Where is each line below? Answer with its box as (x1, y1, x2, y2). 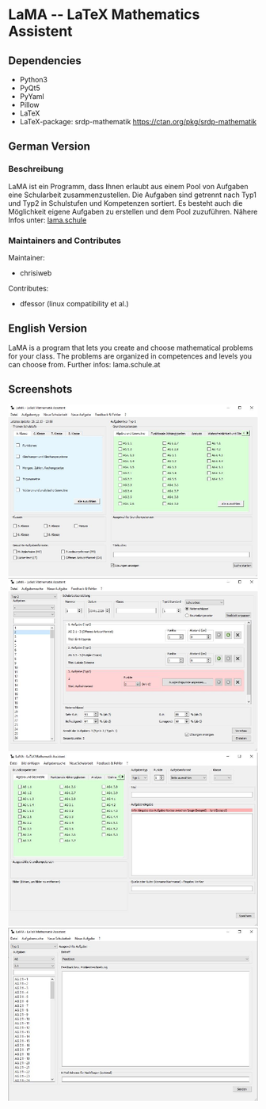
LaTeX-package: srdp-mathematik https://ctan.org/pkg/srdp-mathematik (19, 117, 257, 126)
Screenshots (8, 382, 73, 397)
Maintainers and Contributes (8, 235, 121, 246)
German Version (8, 140, 91, 154)
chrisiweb (19, 268, 52, 278)
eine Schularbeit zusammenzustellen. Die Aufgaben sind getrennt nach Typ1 (8, 190, 257, 199)
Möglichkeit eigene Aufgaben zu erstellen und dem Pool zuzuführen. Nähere (8, 207, 258, 216)
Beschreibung (8, 164, 64, 175)
